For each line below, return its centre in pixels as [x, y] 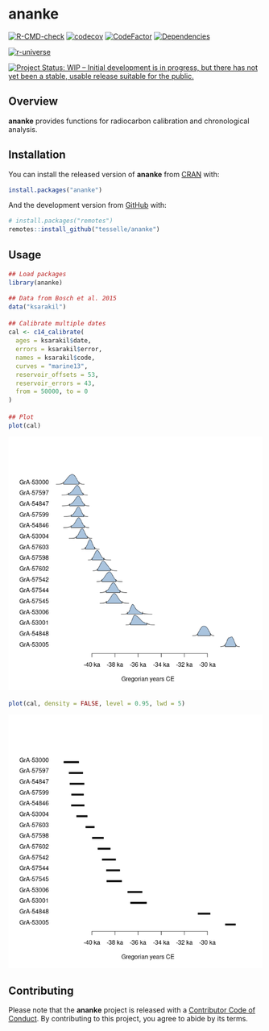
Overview [33, 101]
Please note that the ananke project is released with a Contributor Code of [132, 1010]
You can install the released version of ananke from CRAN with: [114, 174]
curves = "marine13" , [52, 366]
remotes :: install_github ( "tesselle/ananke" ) [84, 230]
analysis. [23, 129]
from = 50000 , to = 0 [52, 391]
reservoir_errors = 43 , [55, 383]
